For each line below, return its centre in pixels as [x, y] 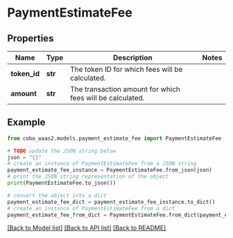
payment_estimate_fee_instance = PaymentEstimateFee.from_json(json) [110, 170]
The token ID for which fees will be [127, 69]
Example [26, 122]
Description [133, 58]
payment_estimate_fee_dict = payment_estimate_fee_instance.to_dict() [111, 202]
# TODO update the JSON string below [62, 151]
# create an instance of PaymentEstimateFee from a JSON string [102, 164]
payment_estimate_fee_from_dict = [57, 215]
